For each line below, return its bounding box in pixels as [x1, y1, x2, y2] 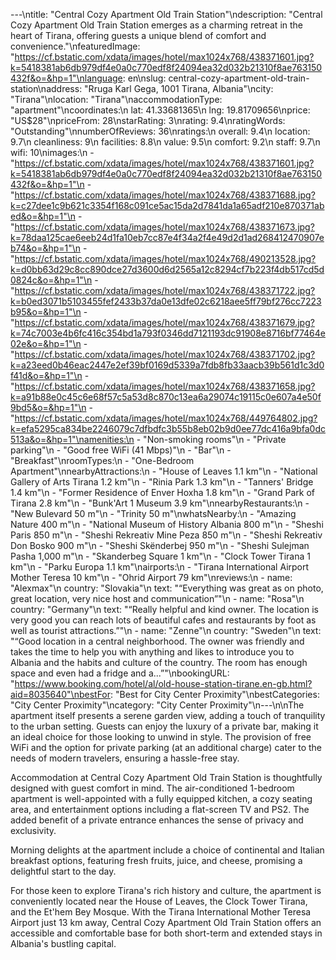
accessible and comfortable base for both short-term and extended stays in [10, 927, 323, 939]
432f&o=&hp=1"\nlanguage [10, 72, 123, 84]
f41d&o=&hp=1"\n [10, 370, 83, 381]
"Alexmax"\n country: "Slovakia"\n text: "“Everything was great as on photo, [10, 582, 324, 594]
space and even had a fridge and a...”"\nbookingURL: [10, 667, 230, 679]
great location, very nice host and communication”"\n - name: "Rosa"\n [10, 593, 305, 604]
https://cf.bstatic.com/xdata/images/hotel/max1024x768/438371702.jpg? [14, 349, 316, 360]
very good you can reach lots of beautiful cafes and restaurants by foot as [10, 614, 317, 626]
